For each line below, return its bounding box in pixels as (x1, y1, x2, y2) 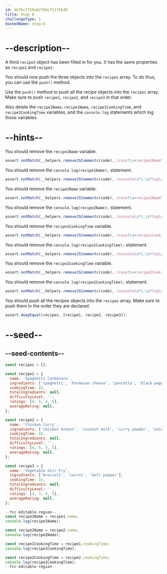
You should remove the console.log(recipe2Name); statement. (5, 204, 133, 210)
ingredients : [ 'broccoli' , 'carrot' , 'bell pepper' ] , (9, 473, 123, 478)
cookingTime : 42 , (9, 431, 46, 436)
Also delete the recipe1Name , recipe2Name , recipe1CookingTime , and (5, 104, 142, 110)
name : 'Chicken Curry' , (9, 422, 59, 427)
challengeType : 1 (5, 16, 41, 21)
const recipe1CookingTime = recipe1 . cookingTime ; (5, 541, 110, 546)
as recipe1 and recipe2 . (5, 64, 54, 70)
